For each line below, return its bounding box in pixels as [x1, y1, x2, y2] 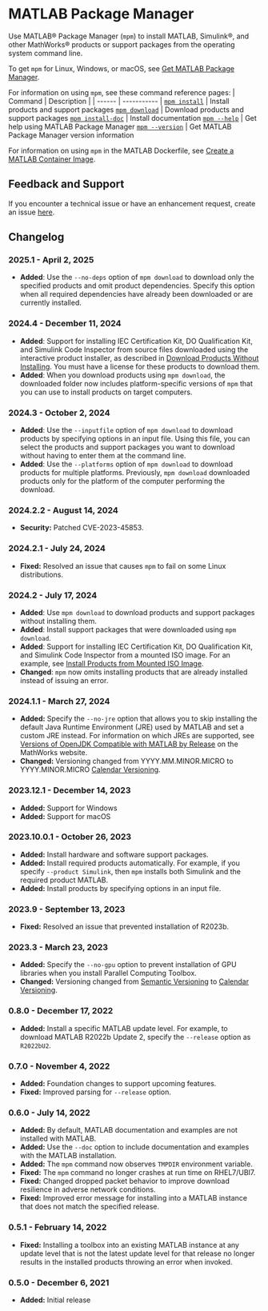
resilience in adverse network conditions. [19, 1185, 156, 1194]
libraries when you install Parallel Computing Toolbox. [19, 969, 198, 978]
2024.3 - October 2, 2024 [8, 407, 110, 418]
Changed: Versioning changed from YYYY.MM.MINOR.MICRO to [19, 757, 234, 766]
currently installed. [19, 298, 82, 308]
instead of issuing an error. [19, 675, 109, 685]
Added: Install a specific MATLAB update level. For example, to [19, 1023, 228, 1033]
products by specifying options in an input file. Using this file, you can [19, 434, 250, 444]
